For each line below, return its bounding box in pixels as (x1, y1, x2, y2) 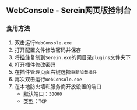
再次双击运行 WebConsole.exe (14, 75, 83, 82)
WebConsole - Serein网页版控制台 (6, 5, 131, 16)
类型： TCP (23, 97, 47, 104)
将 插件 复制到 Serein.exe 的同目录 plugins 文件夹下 (14, 53, 131, 60)
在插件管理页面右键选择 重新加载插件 (14, 68, 97, 75)
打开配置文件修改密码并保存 (14, 46, 82, 53)
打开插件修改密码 (14, 61, 56, 68)
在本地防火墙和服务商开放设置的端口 (14, 82, 102, 90)
